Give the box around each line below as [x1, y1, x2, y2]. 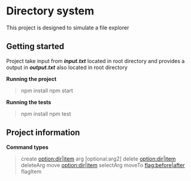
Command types [6, 143, 49, 150]
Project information [6, 128, 80, 138]
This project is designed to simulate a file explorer [6, 24, 129, 31]
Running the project [6, 75, 57, 82]
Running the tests [6, 98, 51, 105]
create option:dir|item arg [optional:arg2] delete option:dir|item [20, 155, 176, 162]
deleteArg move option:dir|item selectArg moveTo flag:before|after [20, 161, 185, 168]
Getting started [6, 41, 65, 52]
